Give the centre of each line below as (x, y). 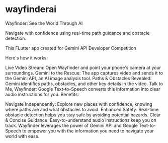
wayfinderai (31, 9)
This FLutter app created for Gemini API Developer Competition (71, 48)
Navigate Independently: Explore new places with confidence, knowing (79, 104)
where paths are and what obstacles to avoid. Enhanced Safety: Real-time (82, 109)
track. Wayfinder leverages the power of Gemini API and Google (72, 125)
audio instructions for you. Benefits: (42, 94)
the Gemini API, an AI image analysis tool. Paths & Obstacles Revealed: (78, 78)
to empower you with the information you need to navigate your (88, 131)
